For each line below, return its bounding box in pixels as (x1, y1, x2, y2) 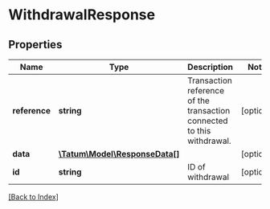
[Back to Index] (8, 192, 59, 202)
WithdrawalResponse (8, 6, 155, 24)
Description (187, 62, 234, 72)
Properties (8, 38, 63, 51)
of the (187, 95, 211, 106)
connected (187, 115, 228, 126)
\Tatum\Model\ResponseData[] (58, 149, 180, 159)
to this (187, 125, 211, 136)
